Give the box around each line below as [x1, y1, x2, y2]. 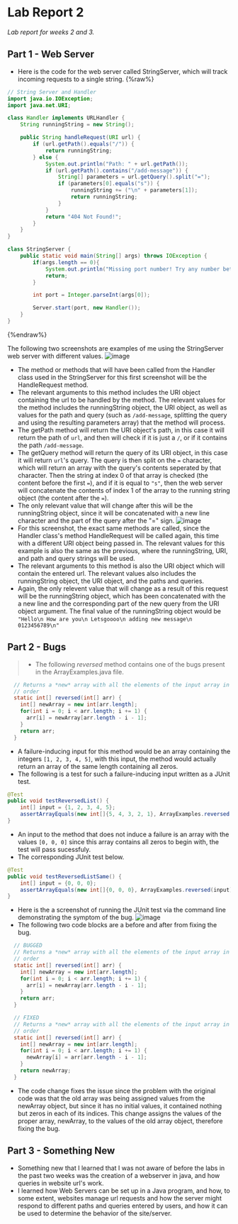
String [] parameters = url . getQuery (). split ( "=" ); [57, 173, 211, 181]
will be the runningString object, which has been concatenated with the [17, 591, 226, 600]
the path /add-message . [17, 441, 84, 449]
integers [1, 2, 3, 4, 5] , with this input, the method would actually [17, 754, 217, 763]
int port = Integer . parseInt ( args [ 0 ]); [33, 292, 151, 299]
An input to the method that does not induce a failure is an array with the [17, 830, 229, 838]
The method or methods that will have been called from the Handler [17, 365, 216, 373]
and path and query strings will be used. [17, 554, 136, 562]
